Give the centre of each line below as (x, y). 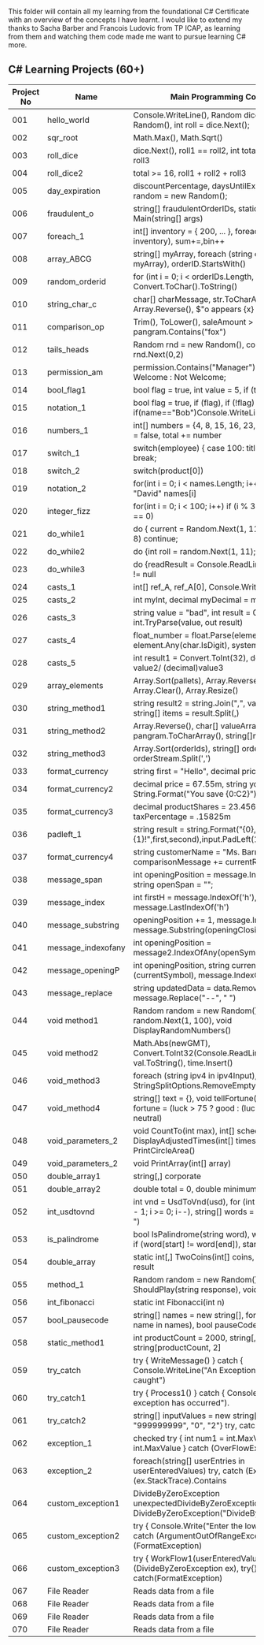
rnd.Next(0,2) (159, 354)
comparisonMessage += (178, 862)
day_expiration (73, 191)
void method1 (73, 1020)
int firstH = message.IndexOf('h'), (195, 897)
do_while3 (66, 569)
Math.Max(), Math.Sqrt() (178, 137)
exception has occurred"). (181, 1402)
